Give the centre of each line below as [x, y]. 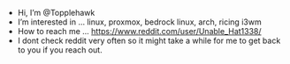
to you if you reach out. [60, 50]
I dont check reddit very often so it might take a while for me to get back [149, 40]
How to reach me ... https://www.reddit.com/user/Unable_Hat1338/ [140, 31]
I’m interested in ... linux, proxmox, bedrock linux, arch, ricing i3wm [140, 22]
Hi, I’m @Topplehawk [56, 13]
